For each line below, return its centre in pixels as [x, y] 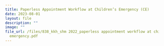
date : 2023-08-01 [23, 14]
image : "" [15, 27]
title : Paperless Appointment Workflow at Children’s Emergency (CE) [77, 9]
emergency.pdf [24, 36]
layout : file [18, 18]
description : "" [21, 23]
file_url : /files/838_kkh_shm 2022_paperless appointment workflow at [78, 32]
